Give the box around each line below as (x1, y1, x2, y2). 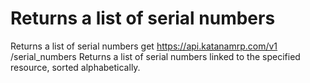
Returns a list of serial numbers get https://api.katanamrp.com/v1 (10, 40, 278, 52)
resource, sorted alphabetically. (10, 61, 141, 73)
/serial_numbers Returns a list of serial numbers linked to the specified (10, 50, 301, 62)
